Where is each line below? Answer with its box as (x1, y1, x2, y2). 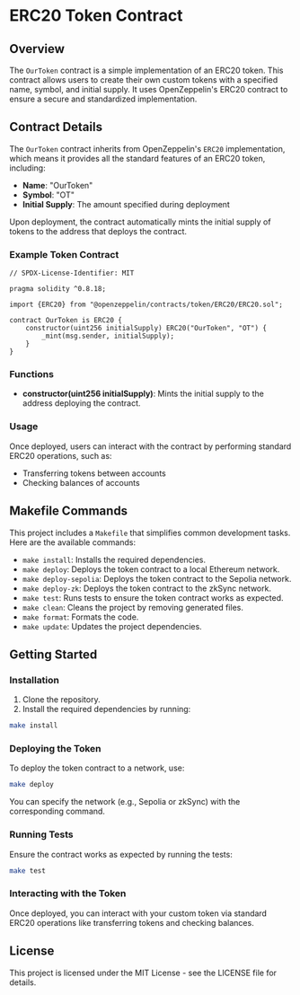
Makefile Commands (9, 504, 128, 519)
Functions (9, 368, 54, 381)
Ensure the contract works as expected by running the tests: (9, 849, 234, 859)
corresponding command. (9, 806, 106, 817)
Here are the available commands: (9, 536, 137, 548)
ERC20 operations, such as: (9, 450, 112, 461)
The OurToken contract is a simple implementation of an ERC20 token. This (9, 65, 284, 75)
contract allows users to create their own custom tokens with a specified (9, 75, 278, 85)
